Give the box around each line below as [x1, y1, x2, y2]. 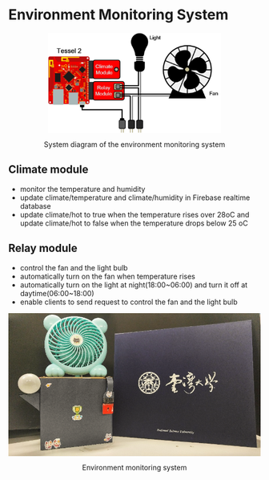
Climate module [8, 163, 89, 177]
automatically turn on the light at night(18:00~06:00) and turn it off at [19, 279, 248, 290]
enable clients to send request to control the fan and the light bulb [19, 297, 238, 307]
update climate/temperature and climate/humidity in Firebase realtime [19, 193, 251, 202]
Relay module [8, 242, 78, 255]
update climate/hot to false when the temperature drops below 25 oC [19, 218, 248, 228]
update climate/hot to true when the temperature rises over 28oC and [19, 209, 250, 219]
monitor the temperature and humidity [19, 184, 146, 193]
